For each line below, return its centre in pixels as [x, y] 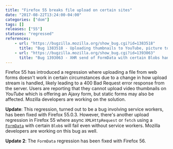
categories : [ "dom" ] [28, 19]
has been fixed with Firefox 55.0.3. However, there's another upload [77, 115]
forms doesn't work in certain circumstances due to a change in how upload [86, 78]
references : [18, 39]
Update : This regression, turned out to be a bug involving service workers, [84, 109]
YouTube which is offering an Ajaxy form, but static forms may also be [80, 94]
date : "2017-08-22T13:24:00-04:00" [44, 15]
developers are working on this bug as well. [51, 131]
